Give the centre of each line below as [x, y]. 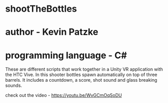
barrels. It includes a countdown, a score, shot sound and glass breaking [81, 80]
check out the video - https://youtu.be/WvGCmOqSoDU [64, 95]
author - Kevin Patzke [52, 32]
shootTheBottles [41, 9]
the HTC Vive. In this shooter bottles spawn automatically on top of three [81, 75]
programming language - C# [66, 55]
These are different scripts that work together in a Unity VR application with [84, 70]
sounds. [14, 85]
